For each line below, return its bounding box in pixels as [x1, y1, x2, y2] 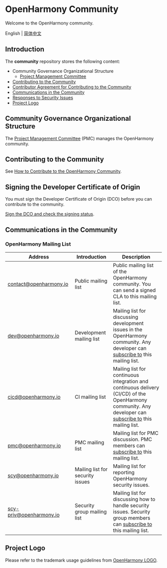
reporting [113, 469, 135, 476]
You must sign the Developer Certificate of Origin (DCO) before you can [5, 196, 153, 202]
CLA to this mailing [113, 293, 157, 300]
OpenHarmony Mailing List [5, 241, 71, 248]
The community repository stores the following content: [5, 58, 120, 64]
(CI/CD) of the [113, 390, 146, 397]
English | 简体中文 [5, 30, 42, 36]
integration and [113, 378, 149, 385]
